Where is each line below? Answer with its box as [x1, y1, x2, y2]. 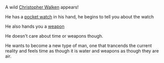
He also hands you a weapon [5, 23, 65, 29]
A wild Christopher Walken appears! [5, 4, 79, 10]
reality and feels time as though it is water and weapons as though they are [5, 48, 159, 54]
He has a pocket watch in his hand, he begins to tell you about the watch [5, 14, 154, 19]
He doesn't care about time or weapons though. [5, 33, 103, 39]
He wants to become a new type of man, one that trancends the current [5, 43, 152, 49]
